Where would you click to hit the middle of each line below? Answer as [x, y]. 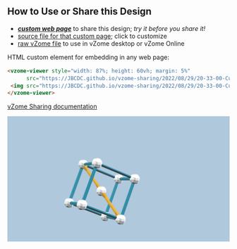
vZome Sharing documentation [52, 107]
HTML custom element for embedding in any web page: [89, 57]
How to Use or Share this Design [79, 12]
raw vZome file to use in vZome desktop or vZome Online [101, 43]
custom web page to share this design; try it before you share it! [111, 28]
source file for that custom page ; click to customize [92, 36]
